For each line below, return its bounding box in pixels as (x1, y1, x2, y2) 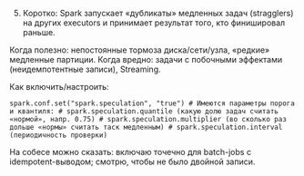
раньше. (22, 27, 56, 37)
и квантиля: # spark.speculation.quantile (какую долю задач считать (9, 107, 279, 116)
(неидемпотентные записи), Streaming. (9, 64, 161, 74)
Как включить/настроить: (9, 82, 109, 92)
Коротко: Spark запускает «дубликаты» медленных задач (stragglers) (22, 8, 294, 18)
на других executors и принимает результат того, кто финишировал (22, 17, 286, 28)
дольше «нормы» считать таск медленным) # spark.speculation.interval (9, 122, 283, 132)
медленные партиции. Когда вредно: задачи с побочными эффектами (9, 54, 283, 64)
